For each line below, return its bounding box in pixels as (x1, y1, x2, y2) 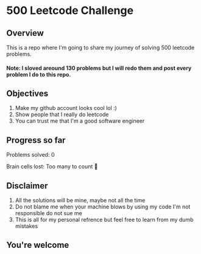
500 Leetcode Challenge (6, 4, 134, 18)
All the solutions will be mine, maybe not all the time (15, 197, 146, 204)
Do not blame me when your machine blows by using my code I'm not (15, 203, 191, 210)
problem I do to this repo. (6, 70, 71, 78)
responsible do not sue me (15, 210, 82, 217)
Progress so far (6, 135, 66, 145)
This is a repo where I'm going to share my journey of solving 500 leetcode (6, 44, 195, 51)
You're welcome (6, 240, 69, 250)
